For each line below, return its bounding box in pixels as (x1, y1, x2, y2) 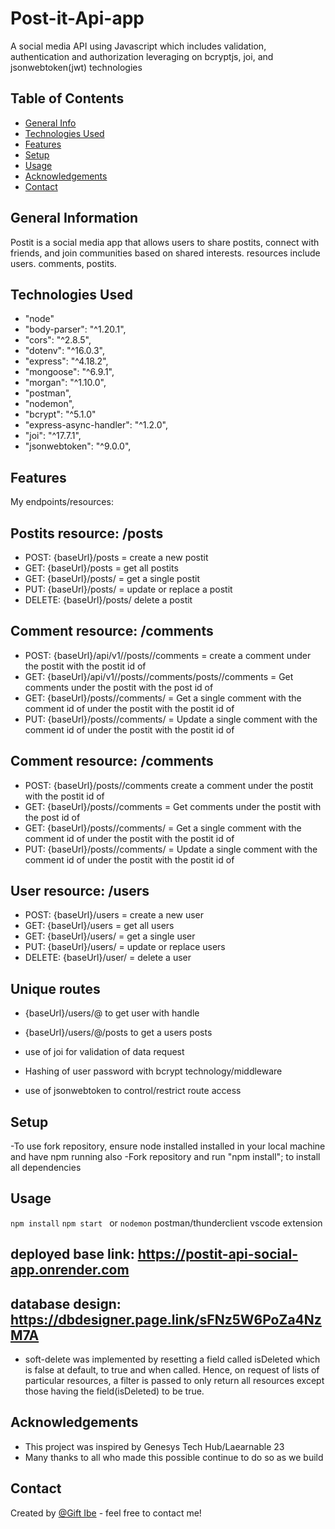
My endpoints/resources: (10, 496, 114, 508)
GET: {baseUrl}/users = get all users (24, 920, 175, 932)
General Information (10, 210, 139, 227)
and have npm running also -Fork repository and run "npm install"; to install (10, 1151, 321, 1163)
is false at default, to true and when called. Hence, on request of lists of (24, 1364, 320, 1376)
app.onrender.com (10, 1262, 130, 1279)
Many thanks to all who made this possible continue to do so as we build (24, 1451, 324, 1463)
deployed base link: (10, 1246, 135, 1263)
